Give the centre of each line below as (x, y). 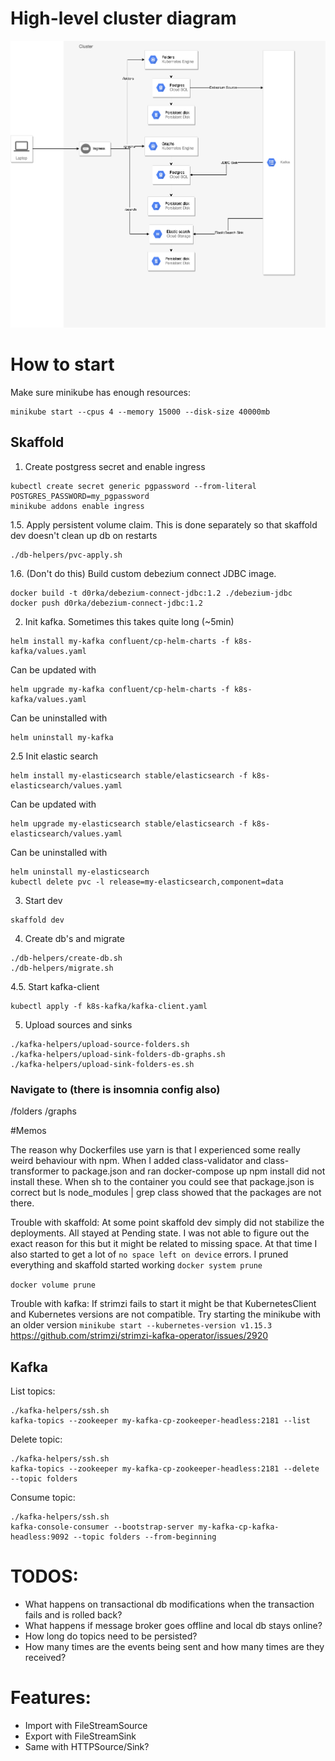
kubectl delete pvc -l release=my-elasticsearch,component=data (147, 882)
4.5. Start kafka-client (55, 986)
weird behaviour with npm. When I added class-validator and (136, 1161)
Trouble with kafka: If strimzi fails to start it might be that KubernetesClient (163, 1304)
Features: (51, 1698)
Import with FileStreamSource (86, 1725)
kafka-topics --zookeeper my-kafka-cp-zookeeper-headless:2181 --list (160, 1420)
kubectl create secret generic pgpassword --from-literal (133, 486)
